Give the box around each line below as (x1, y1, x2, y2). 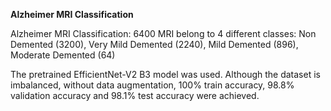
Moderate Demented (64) (10, 49, 116, 61)
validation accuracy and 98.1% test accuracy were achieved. (10, 90, 260, 101)
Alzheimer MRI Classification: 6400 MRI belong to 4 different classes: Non (10, 28, 317, 39)
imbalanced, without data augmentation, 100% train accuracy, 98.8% (10, 79, 295, 91)
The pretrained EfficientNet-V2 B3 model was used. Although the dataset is (10, 69, 321, 80)
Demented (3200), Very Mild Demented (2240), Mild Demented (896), (10, 39, 299, 50)
